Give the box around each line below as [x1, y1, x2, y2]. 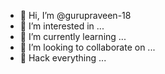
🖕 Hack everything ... [19, 52, 107, 64]
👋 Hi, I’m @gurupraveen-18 [19, 10, 132, 21]
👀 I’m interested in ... [19, 20, 105, 32]
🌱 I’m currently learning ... [19, 31, 127, 42]
